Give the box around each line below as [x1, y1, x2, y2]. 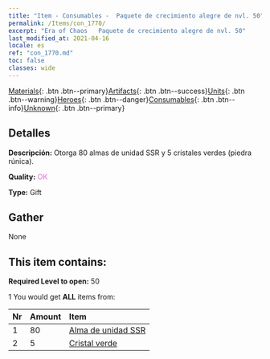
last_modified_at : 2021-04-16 [8, 34, 110, 43]
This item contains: [8, 255, 107, 269]
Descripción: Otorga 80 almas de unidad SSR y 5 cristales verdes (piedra [8, 148, 252, 157]
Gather [8, 210, 44, 224]
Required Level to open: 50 [8, 276, 100, 286]
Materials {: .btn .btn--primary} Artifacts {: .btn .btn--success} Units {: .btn [8, 86, 245, 96]
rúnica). [8, 156, 35, 165]
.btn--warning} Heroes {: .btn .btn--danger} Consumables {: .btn [8, 94, 215, 104]
